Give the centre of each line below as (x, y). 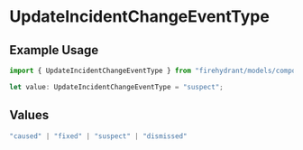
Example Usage (54, 50)
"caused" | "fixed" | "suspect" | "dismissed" (98, 136)
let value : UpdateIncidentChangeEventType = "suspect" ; (116, 87)
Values (29, 115)
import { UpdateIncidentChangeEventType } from (101, 70)
